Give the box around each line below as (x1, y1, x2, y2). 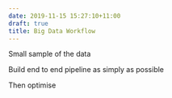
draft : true (8, 19, 48, 28)
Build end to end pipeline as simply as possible (8, 65, 164, 75)
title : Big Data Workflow (8, 27, 95, 35)
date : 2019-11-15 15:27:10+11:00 (8, 11, 121, 20)
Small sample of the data (8, 49, 91, 59)
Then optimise (8, 80, 57, 90)
